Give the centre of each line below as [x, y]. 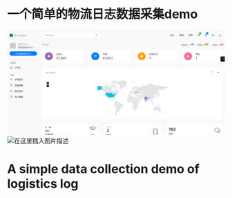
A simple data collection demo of [104, 169]
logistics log [43, 183]
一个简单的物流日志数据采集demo [103, 14]
